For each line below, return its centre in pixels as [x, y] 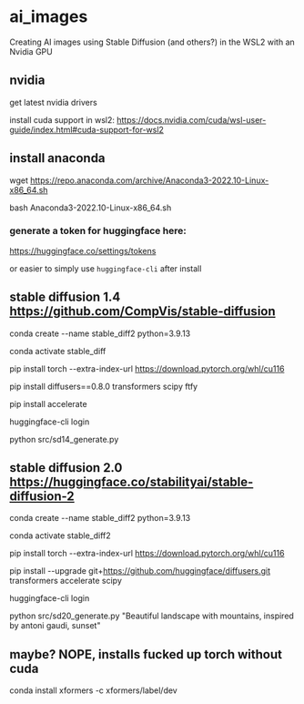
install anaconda [58, 158]
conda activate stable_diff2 [60, 536]
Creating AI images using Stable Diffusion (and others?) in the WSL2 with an [152, 42]
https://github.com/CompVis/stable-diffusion [142, 311]
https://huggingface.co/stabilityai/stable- [132, 482]
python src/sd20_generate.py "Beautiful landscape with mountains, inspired [152, 616]
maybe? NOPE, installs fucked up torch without [146, 654]
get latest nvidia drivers [53, 102]
